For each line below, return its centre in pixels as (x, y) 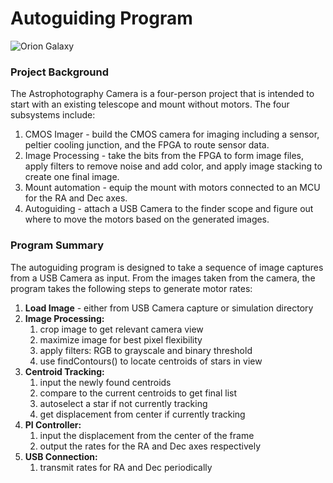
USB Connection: (61, 456)
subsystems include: (53, 115)
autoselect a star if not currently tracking (123, 403)
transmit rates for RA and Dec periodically (126, 467)
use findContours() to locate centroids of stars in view (151, 361)
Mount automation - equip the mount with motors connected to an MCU (172, 188)
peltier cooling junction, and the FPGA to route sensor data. (147, 145)
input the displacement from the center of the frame (147, 435)
